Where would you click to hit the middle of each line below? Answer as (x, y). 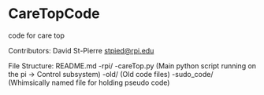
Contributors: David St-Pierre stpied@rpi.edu (81, 50)
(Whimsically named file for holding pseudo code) (89, 82)
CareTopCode (54, 14)
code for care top (36, 35)
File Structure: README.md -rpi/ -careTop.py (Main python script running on (132, 66)
